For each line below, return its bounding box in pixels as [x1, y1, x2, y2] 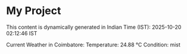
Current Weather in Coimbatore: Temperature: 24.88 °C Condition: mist [6, 41, 180, 48]
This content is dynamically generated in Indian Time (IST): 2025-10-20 [6, 23, 182, 31]
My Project [6, 4, 61, 18]
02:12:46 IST [6, 29, 38, 36]
